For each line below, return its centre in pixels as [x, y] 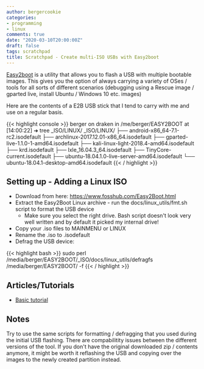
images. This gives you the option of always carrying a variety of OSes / [97, 81]
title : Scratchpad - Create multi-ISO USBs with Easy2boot [83, 57]
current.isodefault [29, 156]
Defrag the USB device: [45, 241]
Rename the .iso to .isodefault [52, 235]
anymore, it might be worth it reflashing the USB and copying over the [94, 353]
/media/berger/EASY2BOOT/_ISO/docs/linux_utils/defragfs [80, 260]
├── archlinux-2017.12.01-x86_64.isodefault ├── [104, 137]
